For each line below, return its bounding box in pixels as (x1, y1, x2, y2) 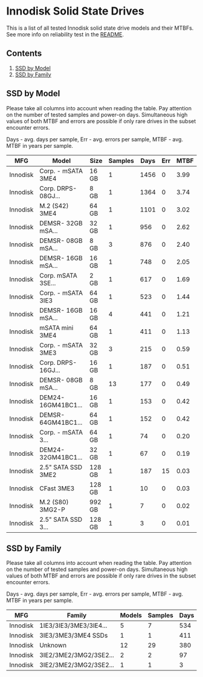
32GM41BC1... (39, 453, 83, 461)
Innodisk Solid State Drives (6, 4, 144, 18)
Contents (6, 48, 42, 59)
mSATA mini (39, 323, 74, 332)
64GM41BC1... (39, 418, 83, 427)
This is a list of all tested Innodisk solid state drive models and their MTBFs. (6, 24, 194, 32)
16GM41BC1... (39, 401, 83, 409)
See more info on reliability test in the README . (6, 30, 124, 38)
